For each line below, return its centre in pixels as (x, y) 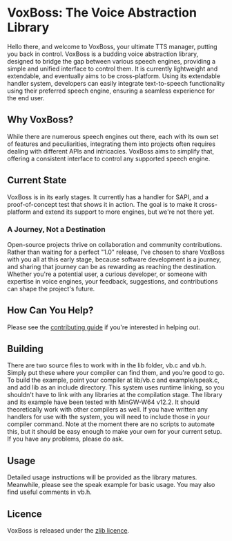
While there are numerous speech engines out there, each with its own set (113, 136)
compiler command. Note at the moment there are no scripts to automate (111, 424)
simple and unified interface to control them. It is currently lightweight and (113, 68)
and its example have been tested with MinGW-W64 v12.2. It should (104, 402)
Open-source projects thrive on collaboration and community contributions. (115, 244)
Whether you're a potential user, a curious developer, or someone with (107, 274)
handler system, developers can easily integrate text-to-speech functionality (116, 83)
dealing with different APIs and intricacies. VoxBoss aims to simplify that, (111, 151)
